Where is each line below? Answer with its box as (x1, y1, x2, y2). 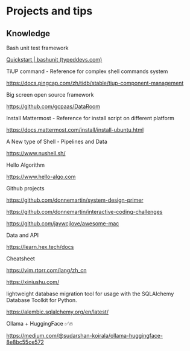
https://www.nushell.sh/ (6, 150, 66, 156)
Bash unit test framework (6, 44, 69, 51)
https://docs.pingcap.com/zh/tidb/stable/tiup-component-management (6, 80, 184, 86)
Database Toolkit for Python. (6, 297, 77, 303)
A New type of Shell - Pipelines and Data (6, 138, 107, 145)
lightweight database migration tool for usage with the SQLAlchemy (6, 290, 174, 297)
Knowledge (6, 28, 50, 39)
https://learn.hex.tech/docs (6, 243, 74, 250)
